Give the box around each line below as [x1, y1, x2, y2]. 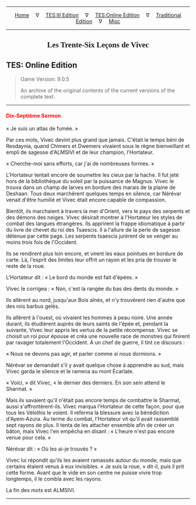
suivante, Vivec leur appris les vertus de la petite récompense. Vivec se [6, 327, 178, 334]
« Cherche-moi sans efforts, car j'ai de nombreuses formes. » [6, 160, 155, 167]
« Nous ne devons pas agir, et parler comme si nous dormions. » [6, 351, 162, 358]
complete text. [20, 93, 55, 100]
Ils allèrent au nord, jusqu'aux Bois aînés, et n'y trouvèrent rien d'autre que [6, 297, 185, 304]
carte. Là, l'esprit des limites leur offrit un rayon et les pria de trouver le [6, 256, 177, 263]
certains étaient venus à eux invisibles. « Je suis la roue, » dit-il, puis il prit [6, 463, 184, 470]
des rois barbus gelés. [6, 303, 60, 310]
